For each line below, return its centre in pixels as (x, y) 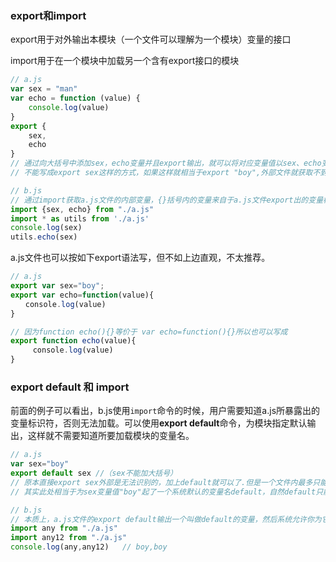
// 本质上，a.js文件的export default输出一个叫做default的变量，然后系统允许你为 (166, 519)
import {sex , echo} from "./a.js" (82, 209)
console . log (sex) (46, 228)
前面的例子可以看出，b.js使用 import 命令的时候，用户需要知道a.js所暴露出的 (165, 411)
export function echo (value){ (73, 341)
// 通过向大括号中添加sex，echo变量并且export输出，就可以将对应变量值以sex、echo (166, 163)
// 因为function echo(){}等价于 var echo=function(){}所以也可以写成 (149, 332)
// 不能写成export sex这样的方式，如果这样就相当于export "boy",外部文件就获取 (161, 173)
